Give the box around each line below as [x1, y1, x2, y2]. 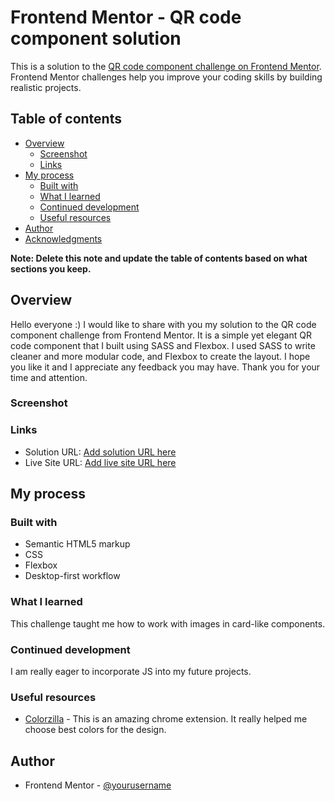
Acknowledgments [24, 232, 103, 245]
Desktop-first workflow [24, 570, 121, 582]
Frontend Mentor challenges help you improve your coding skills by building [10, 71, 323, 83]
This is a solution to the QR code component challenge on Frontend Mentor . [10, 60, 322, 72]
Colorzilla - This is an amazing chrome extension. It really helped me [24, 713, 308, 725]
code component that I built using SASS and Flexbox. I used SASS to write [10, 339, 316, 351]
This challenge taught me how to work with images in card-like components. [10, 617, 326, 630]
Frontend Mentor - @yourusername [24, 779, 172, 791]
